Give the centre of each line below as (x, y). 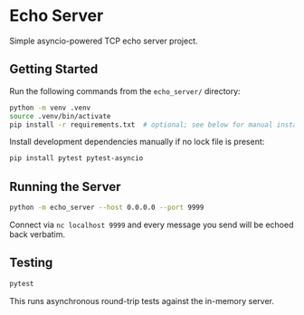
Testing (31, 263)
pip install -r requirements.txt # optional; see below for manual (141, 124)
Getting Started (54, 69)
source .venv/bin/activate (60, 116)
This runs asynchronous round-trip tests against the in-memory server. (142, 301)
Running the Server (65, 186)
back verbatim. (38, 234)
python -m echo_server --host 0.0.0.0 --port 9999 (107, 208)
